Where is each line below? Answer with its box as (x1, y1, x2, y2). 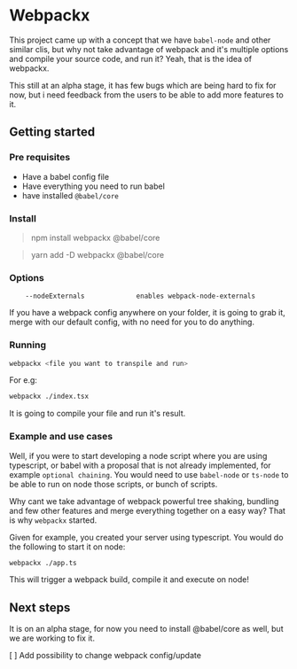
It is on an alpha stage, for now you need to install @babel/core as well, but (9, 624, 284, 634)
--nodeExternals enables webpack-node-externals (25, 292, 255, 301)
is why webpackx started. (9, 515, 98, 525)
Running (9, 338, 47, 351)
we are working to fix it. (9, 633, 96, 643)
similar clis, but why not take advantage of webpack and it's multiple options (9, 43, 289, 54)
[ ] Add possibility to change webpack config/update (9, 650, 202, 661)
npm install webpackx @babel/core (30, 232, 160, 243)
